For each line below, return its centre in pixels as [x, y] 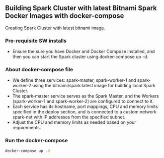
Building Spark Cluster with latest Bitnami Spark [81, 8]
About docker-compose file [39, 70]
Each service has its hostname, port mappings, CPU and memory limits [85, 106]
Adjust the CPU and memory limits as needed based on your [74, 122]
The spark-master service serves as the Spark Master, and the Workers [85, 96]
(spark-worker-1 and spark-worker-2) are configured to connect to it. [83, 102]
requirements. [27, 128]
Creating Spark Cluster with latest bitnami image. [55, 28]
